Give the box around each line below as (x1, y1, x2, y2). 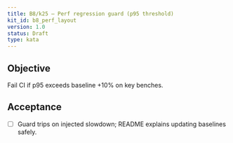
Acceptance (7, 101, 62, 113)
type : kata (7, 36, 39, 43)
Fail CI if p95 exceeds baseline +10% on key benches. (7, 81, 164, 89)
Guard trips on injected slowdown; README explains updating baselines (17, 120, 227, 128)
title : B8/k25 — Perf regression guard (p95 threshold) (7, 10, 174, 18)
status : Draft (7, 29, 49, 37)
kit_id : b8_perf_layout (7, 17, 77, 24)
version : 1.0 (7, 23, 46, 30)
